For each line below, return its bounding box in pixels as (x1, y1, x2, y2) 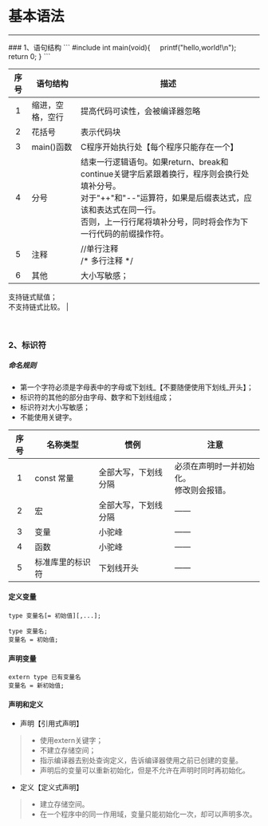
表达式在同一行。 (97, 204, 161, 215)
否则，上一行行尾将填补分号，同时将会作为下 (81, 216, 249, 227)
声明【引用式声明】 (19, 719, 84, 729)
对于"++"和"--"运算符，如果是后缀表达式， (81, 192, 245, 204)
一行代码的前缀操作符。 (81, 228, 169, 239)
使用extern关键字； (39, 736, 104, 745)
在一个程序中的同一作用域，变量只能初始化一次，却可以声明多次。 (39, 809, 257, 819)
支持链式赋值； (8, 292, 57, 302)
